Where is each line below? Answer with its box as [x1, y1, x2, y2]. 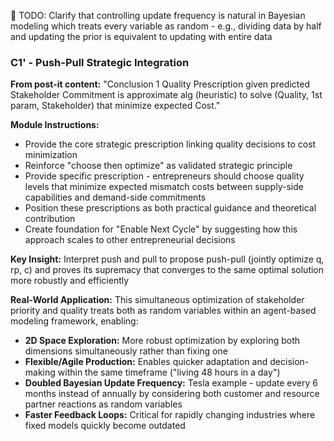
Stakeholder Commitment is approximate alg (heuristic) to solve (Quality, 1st [10, 89, 323, 101]
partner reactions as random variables [24, 398, 183, 410]
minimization [24, 149, 78, 161]
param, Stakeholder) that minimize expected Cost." [10, 100, 221, 112]
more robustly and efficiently [10, 275, 130, 287]
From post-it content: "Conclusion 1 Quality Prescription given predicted [10, 78, 310, 90]
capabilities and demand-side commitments [24, 191, 207, 204]
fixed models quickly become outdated [24, 420, 186, 432]
